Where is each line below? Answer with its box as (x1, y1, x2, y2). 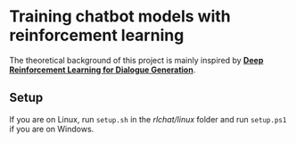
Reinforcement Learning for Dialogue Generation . (9, 64, 196, 75)
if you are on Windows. (9, 123, 95, 134)
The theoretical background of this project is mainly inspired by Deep (9, 55, 264, 65)
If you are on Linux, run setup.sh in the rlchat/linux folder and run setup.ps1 (9, 114, 287, 124)
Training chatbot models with (9, 6, 232, 27)
